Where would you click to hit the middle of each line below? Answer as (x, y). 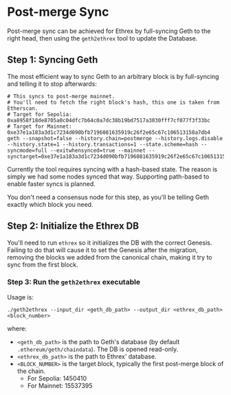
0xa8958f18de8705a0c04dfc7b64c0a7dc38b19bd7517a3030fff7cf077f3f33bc (109, 120)
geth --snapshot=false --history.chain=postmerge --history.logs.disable (115, 138)
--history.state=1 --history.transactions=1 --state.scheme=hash (102, 144)
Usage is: (21, 297)
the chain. (31, 371)
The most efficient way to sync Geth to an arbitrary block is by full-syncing (113, 76)
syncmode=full (27, 150)
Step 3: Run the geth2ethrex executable (74, 282)
